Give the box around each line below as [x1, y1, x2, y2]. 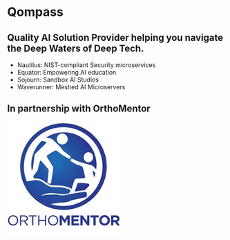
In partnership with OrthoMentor [7, 103, 151, 115]
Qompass [7, 4, 64, 20]
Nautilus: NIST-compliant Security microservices [17, 61, 156, 69]
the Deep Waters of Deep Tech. [7, 42, 144, 54]
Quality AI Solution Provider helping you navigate [7, 32, 224, 44]
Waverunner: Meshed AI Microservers [17, 83, 126, 91]
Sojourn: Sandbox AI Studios [17, 75, 99, 84]
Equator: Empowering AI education [17, 68, 117, 76]
